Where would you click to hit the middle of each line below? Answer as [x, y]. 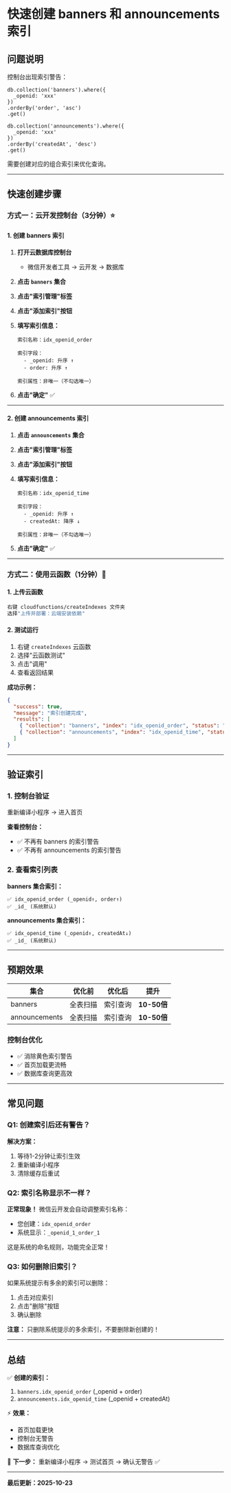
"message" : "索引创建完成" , [50, 713]
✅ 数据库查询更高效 [45, 1073]
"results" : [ [32, 719]
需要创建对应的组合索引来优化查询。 [58, 164]
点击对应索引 [35, 1298]
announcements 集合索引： [47, 920]
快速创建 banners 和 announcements [113, 14]
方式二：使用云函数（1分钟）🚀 [57, 574]
